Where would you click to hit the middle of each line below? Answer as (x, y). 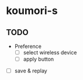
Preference (28, 46)
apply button (39, 59)
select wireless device (50, 53)
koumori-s (32, 11)
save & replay (31, 71)
